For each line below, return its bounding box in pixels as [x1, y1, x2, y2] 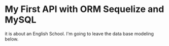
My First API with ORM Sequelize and [5, 3, 164, 15]
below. [5, 36, 19, 42]
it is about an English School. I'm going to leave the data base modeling [5, 30, 154, 36]
